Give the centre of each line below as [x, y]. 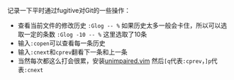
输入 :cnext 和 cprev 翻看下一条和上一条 [72, 52]
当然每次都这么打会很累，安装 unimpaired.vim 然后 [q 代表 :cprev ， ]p [114, 61]
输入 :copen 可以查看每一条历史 [61, 43]
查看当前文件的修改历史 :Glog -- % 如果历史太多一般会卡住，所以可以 [119, 25]
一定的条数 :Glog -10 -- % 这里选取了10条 [85, 34]
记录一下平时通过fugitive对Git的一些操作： [69, 10]
